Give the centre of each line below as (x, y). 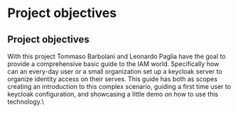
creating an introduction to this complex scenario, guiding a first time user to (119, 86)
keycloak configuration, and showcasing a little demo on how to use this (113, 94)
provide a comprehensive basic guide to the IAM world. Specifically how (113, 64)
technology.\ (26, 102)
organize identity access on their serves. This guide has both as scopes (113, 79)
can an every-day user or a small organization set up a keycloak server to (115, 71)
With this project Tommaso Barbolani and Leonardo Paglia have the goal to (117, 56)
